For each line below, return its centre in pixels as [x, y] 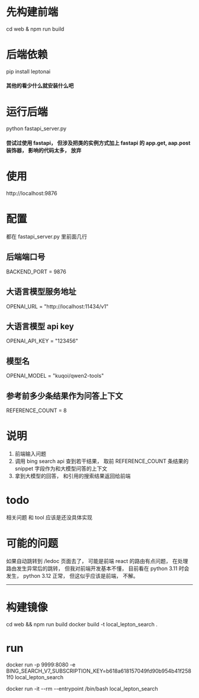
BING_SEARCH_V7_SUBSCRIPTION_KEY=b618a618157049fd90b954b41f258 [99, 671]
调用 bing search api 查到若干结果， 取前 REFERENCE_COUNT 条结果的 [102, 461]
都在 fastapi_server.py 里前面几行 [47, 236]
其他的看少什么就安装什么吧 [40, 86]
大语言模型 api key [40, 326]
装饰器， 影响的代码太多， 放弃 [44, 150]
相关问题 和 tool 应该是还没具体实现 [49, 517]
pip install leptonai [28, 71]
